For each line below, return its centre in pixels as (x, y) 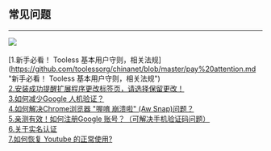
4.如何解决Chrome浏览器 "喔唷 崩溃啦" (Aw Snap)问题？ (101, 108)
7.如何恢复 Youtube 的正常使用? (60, 139)
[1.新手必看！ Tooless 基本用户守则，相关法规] (85, 60)
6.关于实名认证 (33, 128)
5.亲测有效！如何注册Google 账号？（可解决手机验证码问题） (109, 119)
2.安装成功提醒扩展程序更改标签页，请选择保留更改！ (96, 88)
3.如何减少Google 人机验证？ (56, 99)
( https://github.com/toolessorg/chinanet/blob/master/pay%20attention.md (132, 69)
